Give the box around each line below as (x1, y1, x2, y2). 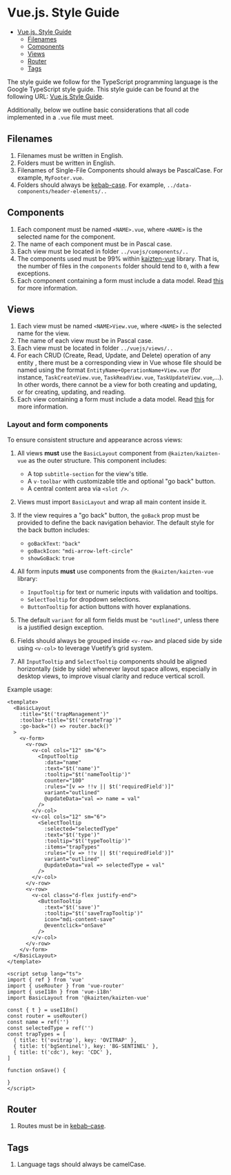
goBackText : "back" (27, 539, 81, 547)
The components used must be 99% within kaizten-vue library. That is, (17, 254, 219, 263)
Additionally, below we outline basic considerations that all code (7, 106, 190, 114)
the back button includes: (17, 526, 90, 534)
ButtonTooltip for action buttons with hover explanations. (27, 602, 191, 611)
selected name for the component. (17, 233, 116, 241)
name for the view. (17, 329, 70, 337)
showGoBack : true (27, 553, 74, 562)
